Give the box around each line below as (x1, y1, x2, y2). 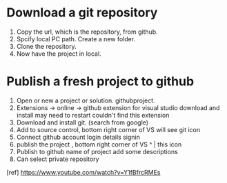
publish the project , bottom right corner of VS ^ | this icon (16, 140, 182, 149)
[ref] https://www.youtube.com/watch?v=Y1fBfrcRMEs (6, 168, 161, 176)
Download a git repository (6, 5, 158, 21)
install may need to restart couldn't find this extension (16, 111, 170, 119)
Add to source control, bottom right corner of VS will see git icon (16, 125, 201, 133)
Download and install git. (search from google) (16, 118, 149, 127)
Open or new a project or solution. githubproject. (16, 96, 156, 105)
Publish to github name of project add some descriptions (16, 147, 179, 155)
